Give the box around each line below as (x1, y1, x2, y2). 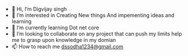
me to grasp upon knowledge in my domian (11, 37, 116, 43)
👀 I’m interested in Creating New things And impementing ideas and (11, 12, 175, 19)
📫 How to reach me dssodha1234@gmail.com (11, 43, 124, 50)
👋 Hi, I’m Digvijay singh (11, 6, 67, 12)
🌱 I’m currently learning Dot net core (11, 24, 99, 31)
